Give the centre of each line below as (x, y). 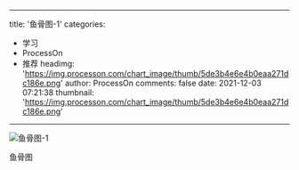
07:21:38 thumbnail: (58, 93)
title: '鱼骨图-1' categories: (57, 24)
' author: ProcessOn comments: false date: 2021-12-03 (162, 83)
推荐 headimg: (48, 64)
